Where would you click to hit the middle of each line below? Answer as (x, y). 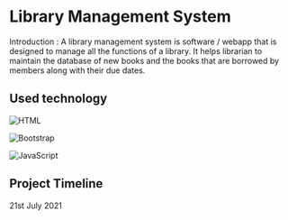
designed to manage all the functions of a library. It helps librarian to (136, 50)
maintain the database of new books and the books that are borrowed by (144, 60)
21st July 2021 (36, 206)
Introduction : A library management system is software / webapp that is (143, 41)
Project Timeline (56, 183)
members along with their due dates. (77, 70)
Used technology (58, 99)
